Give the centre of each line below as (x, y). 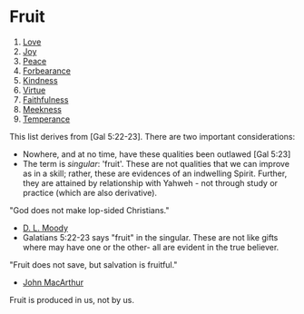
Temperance (46, 119)
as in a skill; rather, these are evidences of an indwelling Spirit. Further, (155, 173)
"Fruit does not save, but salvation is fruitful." (93, 264)
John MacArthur (53, 282)
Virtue (34, 90)
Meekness (42, 109)
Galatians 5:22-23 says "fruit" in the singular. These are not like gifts (150, 237)
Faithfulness (45, 99)
